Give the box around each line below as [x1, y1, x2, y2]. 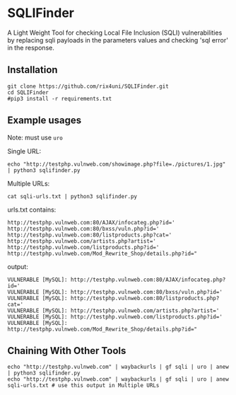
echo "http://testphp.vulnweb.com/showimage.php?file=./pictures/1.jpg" [7, 161, 226, 168]
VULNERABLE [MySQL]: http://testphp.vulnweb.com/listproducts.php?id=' [7, 313, 223, 320]
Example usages [7, 115, 82, 127]
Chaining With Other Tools [7, 345, 126, 357]
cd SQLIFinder [7, 88, 49, 96]
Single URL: [7, 147, 42, 155]
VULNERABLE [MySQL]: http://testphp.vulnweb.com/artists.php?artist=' [7, 307, 220, 314]
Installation [7, 64, 58, 76]
